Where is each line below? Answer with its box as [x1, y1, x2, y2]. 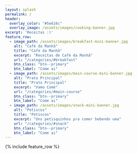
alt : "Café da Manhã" [14, 44, 58, 49]
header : [5, 16, 21, 21]
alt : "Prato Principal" [14, 76, 63, 80]
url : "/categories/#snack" [14, 121, 69, 126]
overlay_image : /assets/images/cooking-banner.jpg [9, 26, 115, 30]
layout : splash [5, 7, 36, 12]
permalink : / [5, 12, 32, 17]
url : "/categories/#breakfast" [14, 57, 78, 62]
